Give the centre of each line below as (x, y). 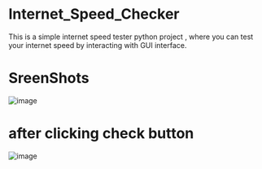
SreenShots (49, 78)
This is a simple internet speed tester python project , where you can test (131, 37)
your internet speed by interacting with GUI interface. (98, 45)
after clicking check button (101, 134)
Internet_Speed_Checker (94, 14)
